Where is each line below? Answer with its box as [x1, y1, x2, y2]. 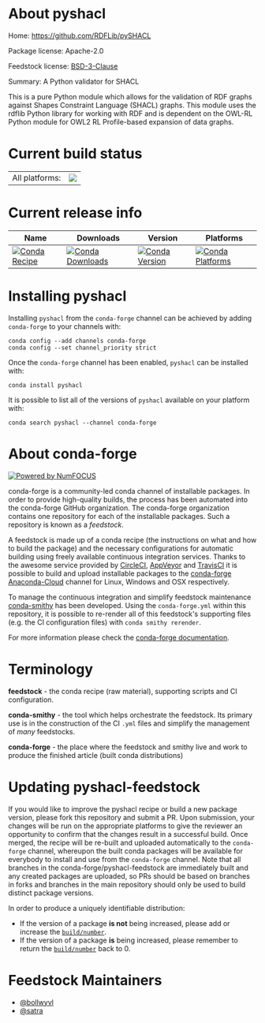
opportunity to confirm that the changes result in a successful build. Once [8, 829, 248, 838]
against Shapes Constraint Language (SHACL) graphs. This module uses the [8, 100, 256, 110]
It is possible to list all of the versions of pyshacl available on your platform [8, 395, 250, 405]
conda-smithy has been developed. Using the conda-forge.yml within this [8, 600, 247, 610]
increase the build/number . [19, 927, 107, 936]
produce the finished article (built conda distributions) [8, 750, 184, 760]
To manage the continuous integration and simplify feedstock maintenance [8, 592, 252, 602]
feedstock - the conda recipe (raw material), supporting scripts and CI [8, 686, 238, 696]
